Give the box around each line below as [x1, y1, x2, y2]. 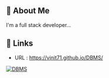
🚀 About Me [6, 6, 50, 16]
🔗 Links [6, 39, 33, 49]
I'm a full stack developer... [6, 21, 71, 28]
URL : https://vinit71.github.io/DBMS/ [14, 54, 104, 61]
